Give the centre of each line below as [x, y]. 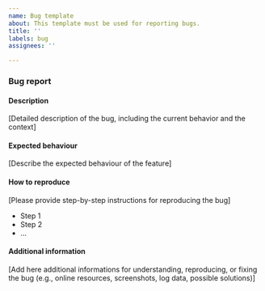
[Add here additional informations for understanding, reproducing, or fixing [133, 269]
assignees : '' [32, 46]
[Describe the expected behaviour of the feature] [90, 163]
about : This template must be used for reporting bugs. [104, 23]
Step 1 [30, 216]
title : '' [25, 31]
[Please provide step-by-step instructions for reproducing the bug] [120, 200]
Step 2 [31, 224]
